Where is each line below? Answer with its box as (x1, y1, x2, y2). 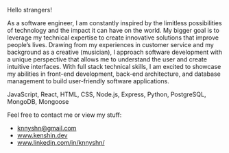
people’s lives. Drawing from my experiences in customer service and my (7, 41, 214, 48)
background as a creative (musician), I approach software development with (7, 48, 223, 56)
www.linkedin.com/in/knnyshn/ (16, 139, 105, 146)
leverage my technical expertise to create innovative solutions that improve (7, 33, 219, 42)
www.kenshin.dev (16, 131, 68, 139)
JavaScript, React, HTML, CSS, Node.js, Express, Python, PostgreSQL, (7, 90, 206, 98)
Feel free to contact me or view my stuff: (7, 111, 122, 119)
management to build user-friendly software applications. (7, 77, 169, 85)
